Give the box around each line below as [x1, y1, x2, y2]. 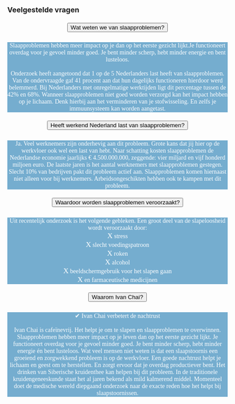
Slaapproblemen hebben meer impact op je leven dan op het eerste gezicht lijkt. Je [17, 333, 218, 341]
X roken [107, 248, 128, 257]
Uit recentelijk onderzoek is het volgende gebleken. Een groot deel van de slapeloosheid [9, 217, 226, 224]
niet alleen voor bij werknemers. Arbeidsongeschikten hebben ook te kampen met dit [13, 175, 222, 182]
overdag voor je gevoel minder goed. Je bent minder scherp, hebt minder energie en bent [9, 48, 226, 56]
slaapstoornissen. [97, 389, 138, 397]
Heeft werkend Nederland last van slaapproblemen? [50, 121, 185, 129]
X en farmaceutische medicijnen [77, 275, 158, 284]
